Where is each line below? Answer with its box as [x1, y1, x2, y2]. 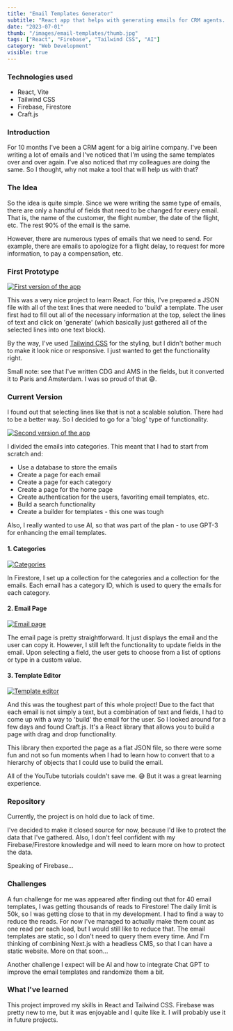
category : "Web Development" [7, 42, 92, 49]
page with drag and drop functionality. [7, 729, 117, 738]
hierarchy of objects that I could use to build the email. [7, 758, 163, 766]
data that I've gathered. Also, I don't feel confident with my [7, 833, 176, 842]
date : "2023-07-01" [7, 23, 64, 30]
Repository [7, 796, 45, 806]
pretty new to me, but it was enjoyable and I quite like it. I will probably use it [7, 1008, 226, 1016]
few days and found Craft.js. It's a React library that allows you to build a [7, 722, 215, 731]
